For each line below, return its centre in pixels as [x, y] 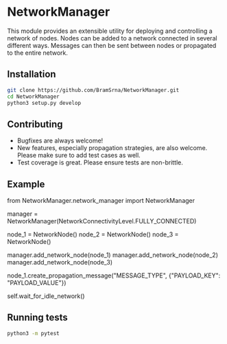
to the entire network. [38, 53]
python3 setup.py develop [44, 103]
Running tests [38, 318]
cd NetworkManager [33, 97]
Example [26, 184]
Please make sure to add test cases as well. [79, 156]
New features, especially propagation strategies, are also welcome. [112, 148]
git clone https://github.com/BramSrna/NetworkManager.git [93, 90]
